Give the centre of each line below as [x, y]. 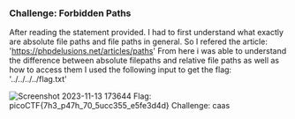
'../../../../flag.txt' [38, 79]
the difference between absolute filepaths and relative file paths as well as [144, 61]
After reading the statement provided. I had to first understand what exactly [147, 33]
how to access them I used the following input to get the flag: [121, 70]
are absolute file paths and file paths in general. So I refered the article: [138, 41]
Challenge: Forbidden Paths [70, 13]
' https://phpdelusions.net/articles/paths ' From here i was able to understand [148, 51]
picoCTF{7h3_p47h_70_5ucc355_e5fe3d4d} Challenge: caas [120, 106]
